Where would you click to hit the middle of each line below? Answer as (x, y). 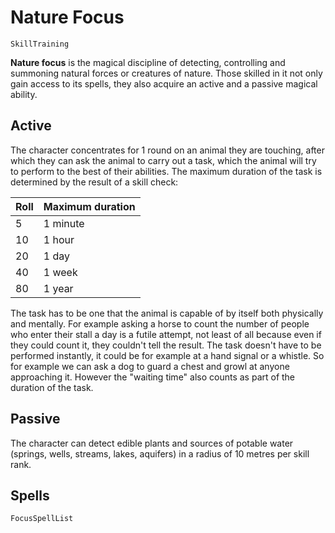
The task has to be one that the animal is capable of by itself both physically (167, 313)
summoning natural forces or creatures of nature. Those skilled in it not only (166, 73)
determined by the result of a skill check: (94, 182)
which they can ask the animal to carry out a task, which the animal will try (163, 160)
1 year (58, 288)
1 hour (59, 239)
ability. (24, 94)
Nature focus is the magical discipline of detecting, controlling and (148, 62)
